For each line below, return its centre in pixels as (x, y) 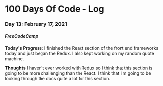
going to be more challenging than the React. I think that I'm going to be (78, 73)
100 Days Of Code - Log (55, 9)
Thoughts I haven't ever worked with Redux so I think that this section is (79, 68)
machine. (15, 59)
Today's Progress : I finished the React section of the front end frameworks (82, 48)
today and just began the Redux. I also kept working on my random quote (80, 54)
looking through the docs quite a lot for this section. (58, 79)
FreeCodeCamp (22, 36)
